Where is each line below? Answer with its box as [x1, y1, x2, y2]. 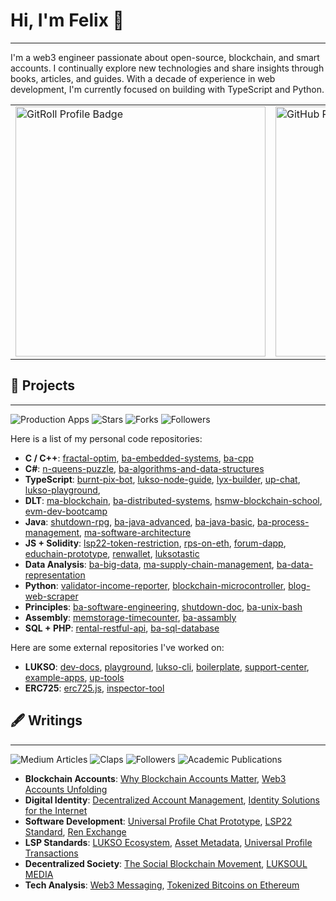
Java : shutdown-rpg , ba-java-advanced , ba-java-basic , [24, 515, 256, 528]
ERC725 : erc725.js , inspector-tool [24, 682, 165, 694]
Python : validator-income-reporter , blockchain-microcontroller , [24, 579, 287, 591]
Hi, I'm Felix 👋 [10, 9, 125, 32]
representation [24, 569, 86, 581]
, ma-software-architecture [79, 526, 192, 538]
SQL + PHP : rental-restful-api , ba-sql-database [24, 622, 220, 634]
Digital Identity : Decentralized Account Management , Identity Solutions [24, 794, 320, 806]
